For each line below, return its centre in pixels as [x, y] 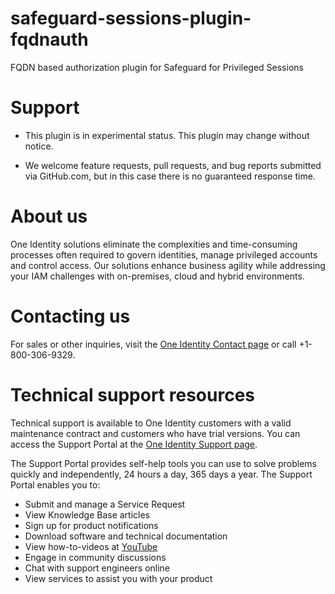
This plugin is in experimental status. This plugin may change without [167, 135]
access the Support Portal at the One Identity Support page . [134, 444]
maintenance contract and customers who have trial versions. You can [155, 433]
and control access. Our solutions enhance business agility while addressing [168, 265]
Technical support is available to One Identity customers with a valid [151, 423]
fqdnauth [49, 39]
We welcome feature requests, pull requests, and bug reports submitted [173, 165]
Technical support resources [132, 394]
